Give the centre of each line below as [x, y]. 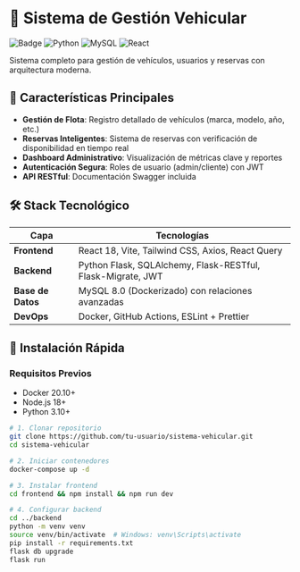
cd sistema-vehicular [50, 445]
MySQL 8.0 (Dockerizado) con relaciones [165, 290]
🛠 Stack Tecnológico [69, 206]
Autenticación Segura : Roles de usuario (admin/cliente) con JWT [143, 167]
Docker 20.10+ [49, 393]
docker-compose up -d [50, 469]
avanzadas [101, 301]
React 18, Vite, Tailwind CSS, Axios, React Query [180, 250]
